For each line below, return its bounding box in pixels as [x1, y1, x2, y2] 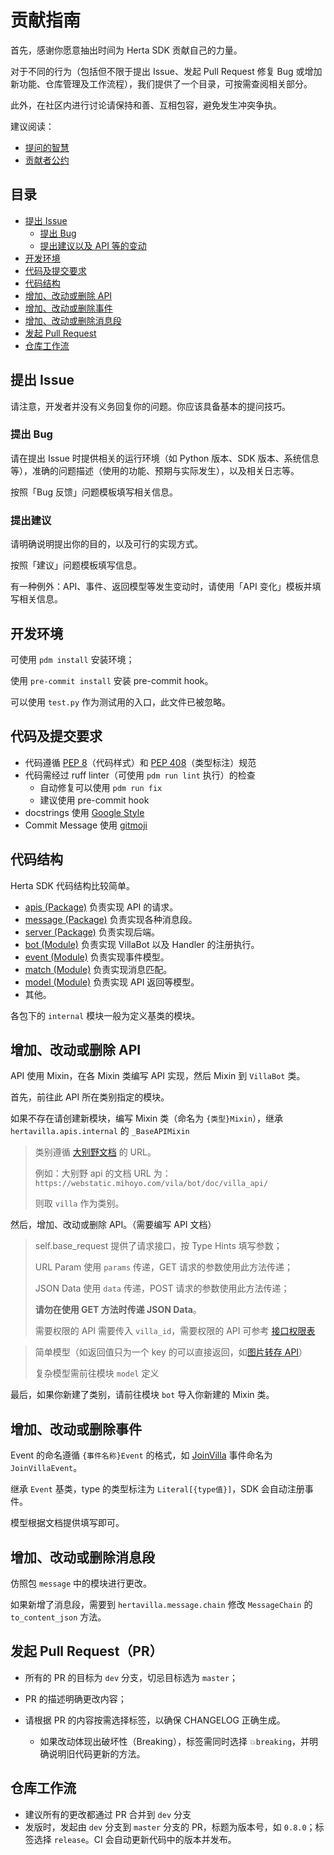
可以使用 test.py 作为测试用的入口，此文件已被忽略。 [10, 696, 231, 708]
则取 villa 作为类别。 [34, 1197, 125, 1210]
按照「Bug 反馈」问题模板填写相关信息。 [10, 486, 178, 498]
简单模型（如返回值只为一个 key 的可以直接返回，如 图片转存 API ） [34, 1346, 308, 1358]
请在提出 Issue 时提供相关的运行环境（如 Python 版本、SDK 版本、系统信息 [10, 452, 320, 464]
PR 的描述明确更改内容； [24, 1692, 127, 1705]
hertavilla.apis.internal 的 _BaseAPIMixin [10, 1125, 190, 1137]
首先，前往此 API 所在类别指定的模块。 [10, 1091, 170, 1103]
